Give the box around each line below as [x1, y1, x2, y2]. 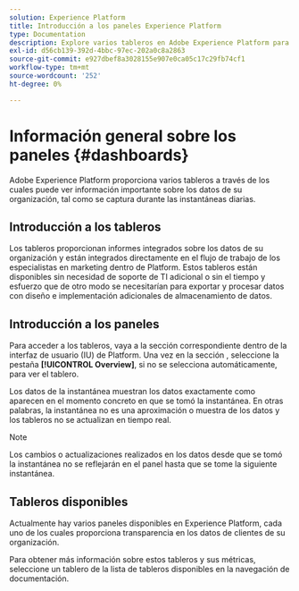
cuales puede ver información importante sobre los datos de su [9, 184, 243, 195]
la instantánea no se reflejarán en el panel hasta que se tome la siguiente [9, 459, 278, 469]
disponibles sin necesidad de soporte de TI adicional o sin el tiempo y [9, 272, 266, 283]
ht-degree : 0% [9, 80, 62, 89]
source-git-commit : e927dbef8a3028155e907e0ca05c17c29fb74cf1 [9, 55, 245, 63]
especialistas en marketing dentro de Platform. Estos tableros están [9, 262, 258, 273]
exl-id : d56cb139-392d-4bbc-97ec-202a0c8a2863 [9, 46, 186, 55]
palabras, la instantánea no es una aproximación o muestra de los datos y [9, 405, 280, 416]
